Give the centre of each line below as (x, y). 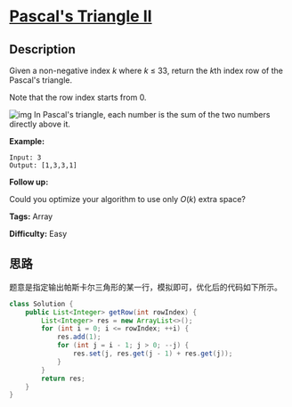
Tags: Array (31, 216)
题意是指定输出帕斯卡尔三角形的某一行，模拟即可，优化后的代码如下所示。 (146, 287)
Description (42, 49)
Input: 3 (25, 158)
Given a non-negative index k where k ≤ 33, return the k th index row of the (146, 70)
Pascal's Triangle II (81, 16)
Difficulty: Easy (38, 234)
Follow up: (29, 182)
